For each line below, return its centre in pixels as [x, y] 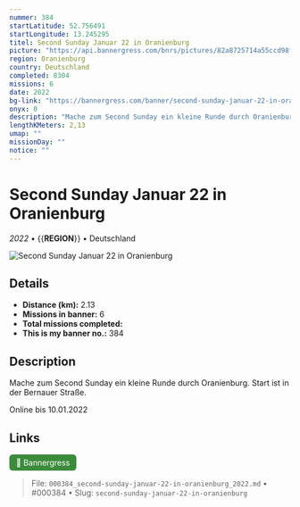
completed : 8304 [39, 76]
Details [29, 283]
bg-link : [25, 100]
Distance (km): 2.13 [58, 305]
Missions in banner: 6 [63, 314]
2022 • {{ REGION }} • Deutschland [73, 238]
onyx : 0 [24, 109]
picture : [25, 51]
